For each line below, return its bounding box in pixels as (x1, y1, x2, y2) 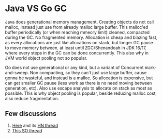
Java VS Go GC (5, 3, 67, 14)
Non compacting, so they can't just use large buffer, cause (29, 69, 147, 75)
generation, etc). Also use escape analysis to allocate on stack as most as (5, 85, 152, 91)
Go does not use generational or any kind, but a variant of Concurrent (5, 64, 144, 70)
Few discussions (5, 110, 57, 118)
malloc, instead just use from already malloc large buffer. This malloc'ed (5, 24, 148, 30)
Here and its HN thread (12, 122, 58, 128)
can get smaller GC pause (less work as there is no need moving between (5, 80, 152, 86)
